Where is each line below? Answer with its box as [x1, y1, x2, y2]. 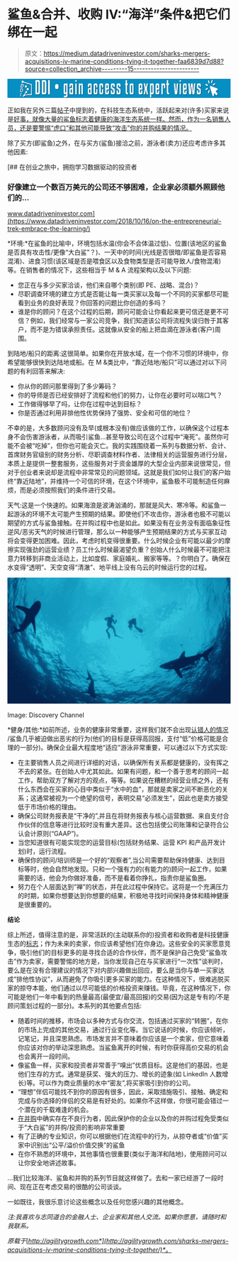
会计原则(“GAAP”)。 [23, 829, 83, 838]
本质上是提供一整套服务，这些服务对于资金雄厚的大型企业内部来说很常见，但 [7, 459, 231, 468]
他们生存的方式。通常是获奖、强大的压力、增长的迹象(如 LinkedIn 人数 [17, 1069, 222, 1078]
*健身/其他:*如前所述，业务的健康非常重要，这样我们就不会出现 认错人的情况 [7, 725, 229, 733]
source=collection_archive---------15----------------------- [24, 65, 200, 73]
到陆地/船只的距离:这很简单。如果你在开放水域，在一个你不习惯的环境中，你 [7, 349, 229, 358]
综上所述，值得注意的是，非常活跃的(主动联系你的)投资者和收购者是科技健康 [7, 930, 229, 939]
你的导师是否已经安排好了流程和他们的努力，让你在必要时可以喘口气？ [17, 391, 223, 400]
